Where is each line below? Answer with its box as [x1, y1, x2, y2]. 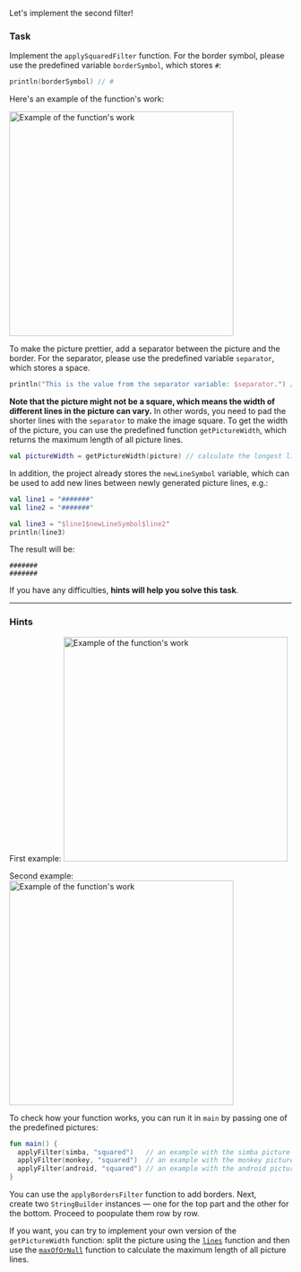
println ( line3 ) [9, 527, 66, 537]
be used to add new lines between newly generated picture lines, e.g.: [9, 477, 269, 488]
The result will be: [9, 543, 75, 555]
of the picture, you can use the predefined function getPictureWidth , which [9, 425, 287, 436]
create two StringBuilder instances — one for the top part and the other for [9, 1198, 289, 1209]
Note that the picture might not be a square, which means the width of [9, 396, 276, 407]
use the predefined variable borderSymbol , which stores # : [9, 60, 222, 71]
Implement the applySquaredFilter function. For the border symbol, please [9, 50, 285, 61]
